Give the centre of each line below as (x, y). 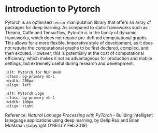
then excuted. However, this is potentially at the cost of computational (74, 53)
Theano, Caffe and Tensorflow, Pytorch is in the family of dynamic (71, 32)
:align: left (18, 85)
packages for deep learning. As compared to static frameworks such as (76, 27)
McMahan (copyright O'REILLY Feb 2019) (46, 125)
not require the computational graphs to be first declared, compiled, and (77, 48)
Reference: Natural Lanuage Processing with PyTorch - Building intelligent (79, 115)
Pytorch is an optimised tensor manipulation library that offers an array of (78, 22)
